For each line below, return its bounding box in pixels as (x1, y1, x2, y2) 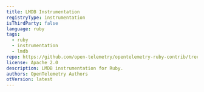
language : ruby (6, 25, 45, 32)
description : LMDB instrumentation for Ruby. (6, 65, 123, 71)
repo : (6, 54, 20, 60)
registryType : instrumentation (6, 15, 86, 21)
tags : (6, 31, 20, 38)
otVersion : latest (6, 76, 53, 82)
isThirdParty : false (6, 20, 59, 26)
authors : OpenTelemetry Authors (6, 71, 88, 77)
